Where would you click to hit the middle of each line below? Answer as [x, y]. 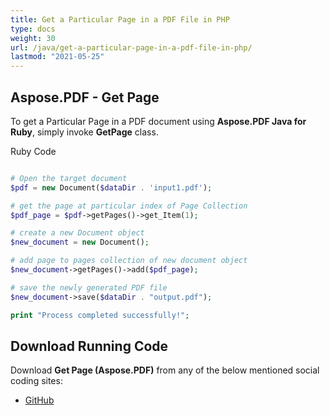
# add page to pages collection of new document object [129, 261]
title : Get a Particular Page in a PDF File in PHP [120, 19]
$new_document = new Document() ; [80, 242]
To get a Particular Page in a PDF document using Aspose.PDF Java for [158, 121]
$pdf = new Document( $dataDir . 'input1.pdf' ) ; [111, 187]
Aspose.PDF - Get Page [85, 97]
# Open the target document [69, 178]
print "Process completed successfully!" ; [100, 315]
